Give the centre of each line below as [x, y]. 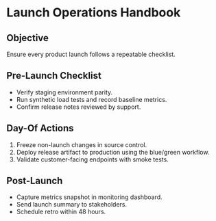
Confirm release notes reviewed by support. [79, 107]
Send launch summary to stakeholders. [72, 205]
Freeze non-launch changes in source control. [82, 144]
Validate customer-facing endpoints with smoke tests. [92, 159]
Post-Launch [35, 181]
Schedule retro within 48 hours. [61, 212]
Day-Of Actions [40, 128]
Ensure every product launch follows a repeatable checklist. [91, 54]
